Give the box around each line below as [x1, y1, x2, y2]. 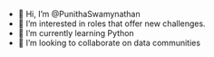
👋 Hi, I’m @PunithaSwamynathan [17, 9, 141, 19]
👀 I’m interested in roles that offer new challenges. [17, 18, 206, 29]
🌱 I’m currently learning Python [17, 28, 134, 38]
